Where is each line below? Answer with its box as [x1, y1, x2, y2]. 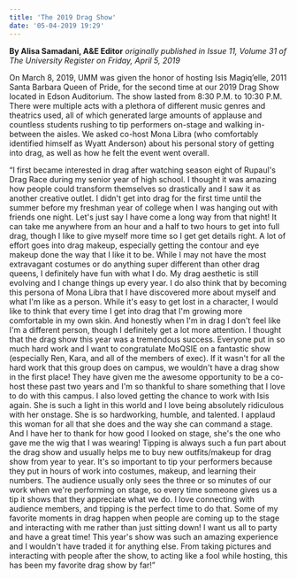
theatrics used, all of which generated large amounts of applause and [9, 110, 263, 120]
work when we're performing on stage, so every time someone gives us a [9, 484, 278, 495]
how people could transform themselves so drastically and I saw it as [9, 183, 261, 194]
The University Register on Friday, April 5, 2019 [9, 55, 181, 66]
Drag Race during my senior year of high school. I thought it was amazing [9, 174, 277, 184]
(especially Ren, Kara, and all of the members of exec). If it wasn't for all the [9, 352, 286, 363]
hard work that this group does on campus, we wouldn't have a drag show [9, 362, 280, 373]
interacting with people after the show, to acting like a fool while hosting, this [9, 550, 288, 560]
